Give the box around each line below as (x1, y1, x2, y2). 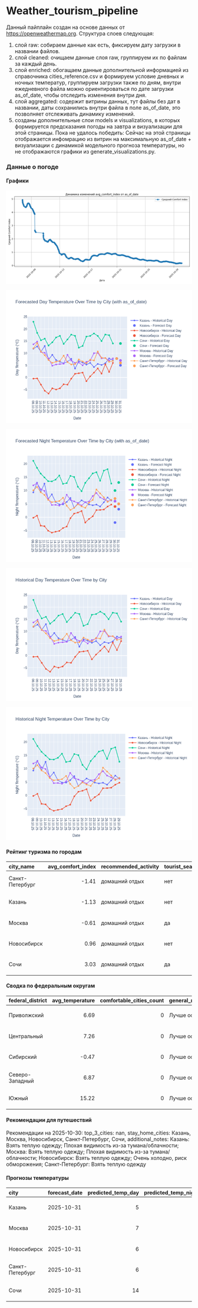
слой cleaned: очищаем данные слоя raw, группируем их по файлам (14, 54, 187, 61)
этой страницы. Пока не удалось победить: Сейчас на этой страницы (14, 129, 191, 136)
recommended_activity (101, 863, 160, 870)
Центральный (8, 1032, 43, 1039)
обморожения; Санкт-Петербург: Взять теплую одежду (6, 1161, 146, 1168)
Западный (8, 1077, 34, 1084)
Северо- (8, 1071, 31, 1078)
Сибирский (8, 1053, 37, 1060)
